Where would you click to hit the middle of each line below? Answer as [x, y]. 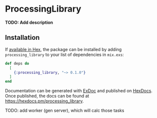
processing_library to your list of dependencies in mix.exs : [64, 54]
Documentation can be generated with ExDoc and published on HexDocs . [79, 91]
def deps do [17, 63]
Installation [22, 38]
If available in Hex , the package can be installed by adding [63, 49]
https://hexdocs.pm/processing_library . [44, 101]
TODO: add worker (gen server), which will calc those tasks [65, 111]
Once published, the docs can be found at [47, 96]
